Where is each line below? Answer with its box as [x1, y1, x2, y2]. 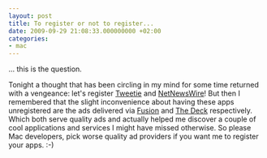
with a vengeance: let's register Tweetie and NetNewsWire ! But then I [8, 88, 241, 98]
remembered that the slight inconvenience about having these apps [8, 97, 235, 107]
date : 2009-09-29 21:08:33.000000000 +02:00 [8, 27, 161, 35]
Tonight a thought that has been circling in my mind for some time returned [8, 80, 260, 90]
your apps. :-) [8, 140, 54, 150]
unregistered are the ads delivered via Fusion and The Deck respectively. [8, 106, 253, 116]
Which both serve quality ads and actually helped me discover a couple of [8, 114, 256, 124]
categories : [8, 34, 49, 43]
